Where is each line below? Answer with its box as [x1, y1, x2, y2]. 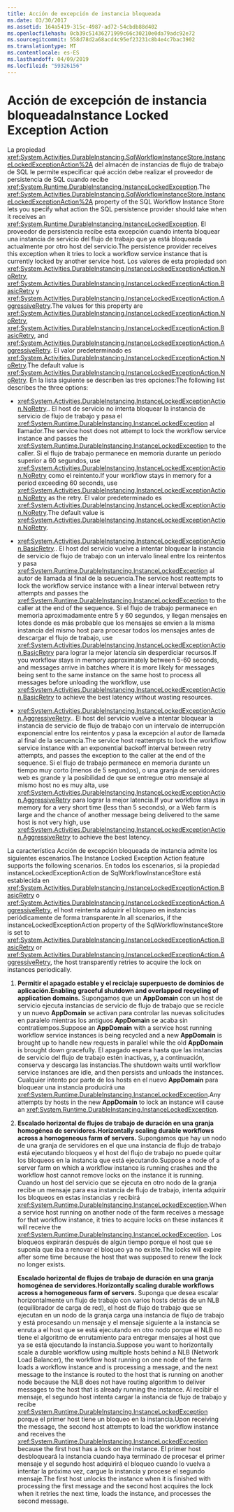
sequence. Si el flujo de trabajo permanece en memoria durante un [17, 758, 211, 767]
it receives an [7, 212, 46, 220]
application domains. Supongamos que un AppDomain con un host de [17, 994, 224, 1002]
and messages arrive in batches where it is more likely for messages [17, 663, 215, 672]
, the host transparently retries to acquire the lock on [50, 958, 202, 966]
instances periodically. [7, 965, 72, 973]
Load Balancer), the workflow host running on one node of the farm [17, 1355, 212, 1364]
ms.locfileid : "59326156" [7, 62, 82, 69]
